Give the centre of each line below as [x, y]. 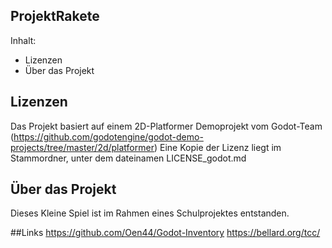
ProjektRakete [55, 16]
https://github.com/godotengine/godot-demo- [108, 136]
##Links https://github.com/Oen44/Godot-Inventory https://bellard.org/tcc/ [165, 233]
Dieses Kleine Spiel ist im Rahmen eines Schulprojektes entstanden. [150, 213]
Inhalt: [23, 40]
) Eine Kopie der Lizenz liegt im [217, 147]
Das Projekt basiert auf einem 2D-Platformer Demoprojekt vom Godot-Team [166, 126]
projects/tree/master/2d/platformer [82, 147]
